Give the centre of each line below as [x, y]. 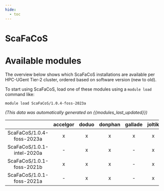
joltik [153, 124]
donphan [110, 124]
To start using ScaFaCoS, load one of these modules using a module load [79, 89]
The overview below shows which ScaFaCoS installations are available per [80, 74]
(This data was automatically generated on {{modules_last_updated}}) [76, 112]
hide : [10, 10]
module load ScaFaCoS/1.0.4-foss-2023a [46, 103]
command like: [20, 94]
